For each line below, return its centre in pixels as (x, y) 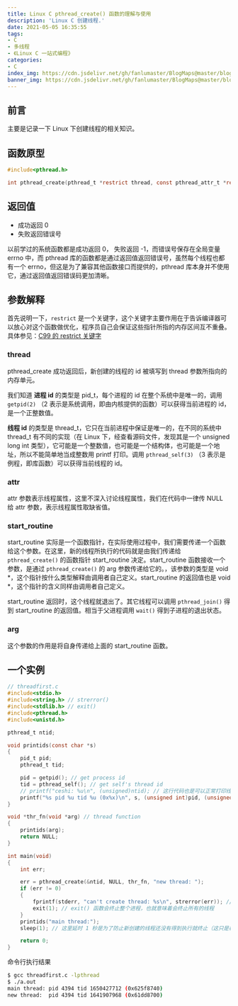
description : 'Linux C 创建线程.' (56, 21)
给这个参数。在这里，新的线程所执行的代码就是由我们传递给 (94, 551)
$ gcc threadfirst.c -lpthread (53, 976)
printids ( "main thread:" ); (60, 922)
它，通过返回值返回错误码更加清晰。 (60, 275)
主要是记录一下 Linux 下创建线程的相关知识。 (73, 129)
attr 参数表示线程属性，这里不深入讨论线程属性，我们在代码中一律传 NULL (115, 498)
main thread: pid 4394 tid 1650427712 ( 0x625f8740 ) (85, 988)
